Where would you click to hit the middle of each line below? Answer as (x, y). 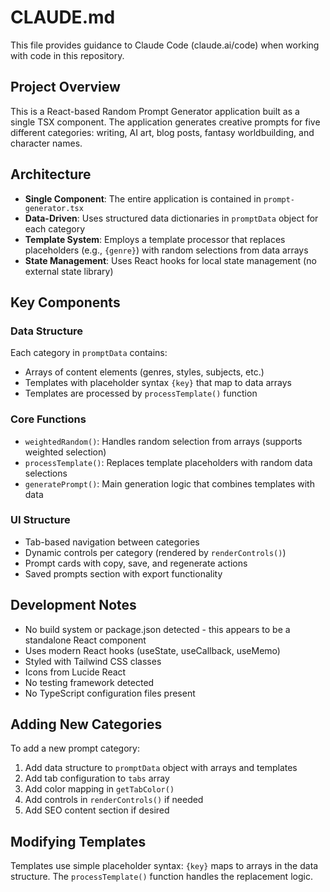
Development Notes (73, 605)
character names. (46, 143)
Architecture (51, 174)
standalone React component (85, 640)
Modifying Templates (78, 841)
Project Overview (65, 87)
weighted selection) (65, 452)
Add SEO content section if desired (97, 810)
